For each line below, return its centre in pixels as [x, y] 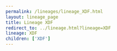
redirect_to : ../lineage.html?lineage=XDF [58, 28]
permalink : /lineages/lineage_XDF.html [54, 11]
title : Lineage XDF [29, 22]
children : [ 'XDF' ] [28, 39]
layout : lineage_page [32, 17]
